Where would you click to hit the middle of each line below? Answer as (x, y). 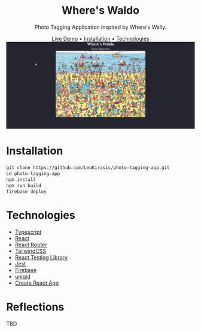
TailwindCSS (31, 251)
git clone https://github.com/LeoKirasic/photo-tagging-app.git (88, 168)
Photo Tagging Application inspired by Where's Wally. (100, 27)
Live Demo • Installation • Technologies (100, 38)
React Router (31, 245)
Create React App (37, 283)
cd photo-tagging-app (33, 174)
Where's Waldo (100, 10)
